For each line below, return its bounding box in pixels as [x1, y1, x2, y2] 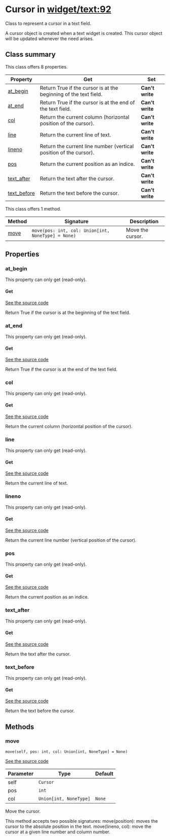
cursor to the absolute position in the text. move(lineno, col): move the [5, 823, 152, 829]
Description [130, 218, 159, 225]
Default [95, 770, 114, 777]
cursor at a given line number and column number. [5, 828, 110, 835]
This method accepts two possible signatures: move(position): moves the [5, 818, 158, 824]
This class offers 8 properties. [5, 63, 68, 69]
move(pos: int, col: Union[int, [32, 227, 110, 233]
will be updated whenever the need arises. [5, 36, 94, 42]
